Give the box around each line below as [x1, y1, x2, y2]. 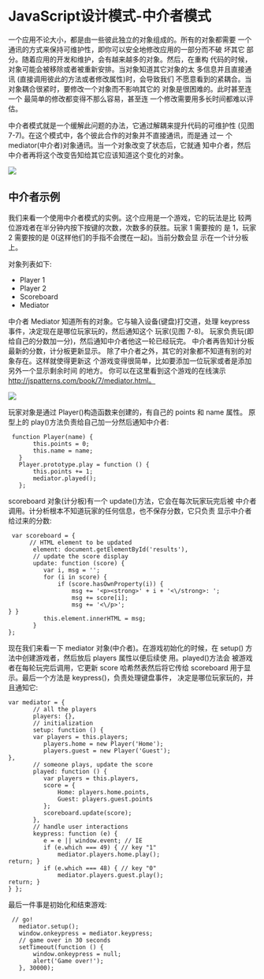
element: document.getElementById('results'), [32, 546, 189, 553]
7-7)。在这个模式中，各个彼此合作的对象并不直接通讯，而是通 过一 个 [8, 130, 232, 140]
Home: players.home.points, [58, 788, 150, 796]
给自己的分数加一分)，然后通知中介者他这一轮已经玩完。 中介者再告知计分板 [8, 336, 255, 346]
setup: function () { [32, 726, 104, 734]
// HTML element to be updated [28, 538, 132, 546]
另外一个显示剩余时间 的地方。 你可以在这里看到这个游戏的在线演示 [8, 366, 226, 375]
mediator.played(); [32, 474, 97, 482]
